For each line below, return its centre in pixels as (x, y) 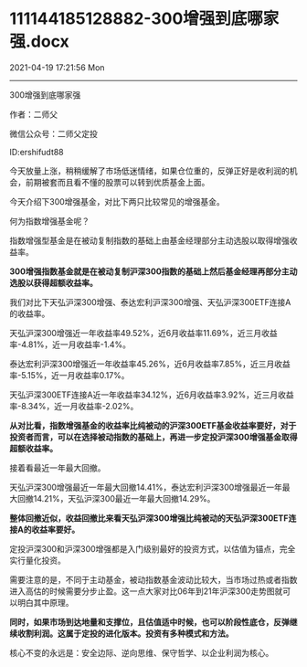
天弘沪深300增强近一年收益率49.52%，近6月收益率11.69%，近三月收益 (143, 333)
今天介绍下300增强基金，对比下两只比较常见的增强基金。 (117, 201)
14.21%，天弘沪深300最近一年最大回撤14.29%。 (124, 498)
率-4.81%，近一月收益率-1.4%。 (70, 344)
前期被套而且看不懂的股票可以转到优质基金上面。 (117, 182)
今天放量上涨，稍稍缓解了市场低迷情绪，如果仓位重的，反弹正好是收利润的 (149, 171)
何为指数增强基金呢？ (49, 221)
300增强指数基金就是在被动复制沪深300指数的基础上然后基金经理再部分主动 (153, 271)
